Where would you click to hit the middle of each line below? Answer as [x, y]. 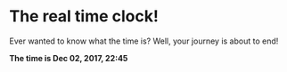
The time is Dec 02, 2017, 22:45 [69, 58]
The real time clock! [84, 16]
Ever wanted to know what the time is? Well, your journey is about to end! [144, 41]
